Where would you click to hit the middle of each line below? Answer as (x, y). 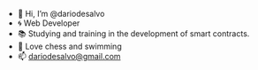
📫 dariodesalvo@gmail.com (69, 56)
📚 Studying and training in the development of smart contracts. (133, 34)
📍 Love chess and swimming (69, 46)
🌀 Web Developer (49, 23)
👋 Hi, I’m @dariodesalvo (61, 14)
